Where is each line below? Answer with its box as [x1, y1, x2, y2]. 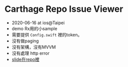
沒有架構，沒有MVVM [11, 44, 56, 50]
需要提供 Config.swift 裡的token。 [11, 32, 82, 37]
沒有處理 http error [11, 50, 50, 56]
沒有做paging [11, 38, 39, 44]
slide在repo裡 [11, 56, 40, 62]
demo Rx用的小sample [11, 26, 57, 32]
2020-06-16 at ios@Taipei [11, 20, 65, 26]
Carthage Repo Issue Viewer [4, 3, 124, 15]
